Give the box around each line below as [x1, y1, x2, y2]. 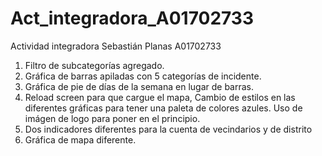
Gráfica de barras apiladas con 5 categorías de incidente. [24, 70, 262, 82]
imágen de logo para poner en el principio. [24, 112, 201, 124]
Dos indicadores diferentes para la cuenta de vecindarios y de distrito [24, 123, 313, 135]
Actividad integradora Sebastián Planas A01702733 [10, 40, 222, 52]
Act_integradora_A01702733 [10, 7, 255, 30]
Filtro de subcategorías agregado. [24, 59, 165, 71]
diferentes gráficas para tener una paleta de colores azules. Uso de [24, 102, 303, 114]
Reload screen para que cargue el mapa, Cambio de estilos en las [24, 91, 296, 103]
